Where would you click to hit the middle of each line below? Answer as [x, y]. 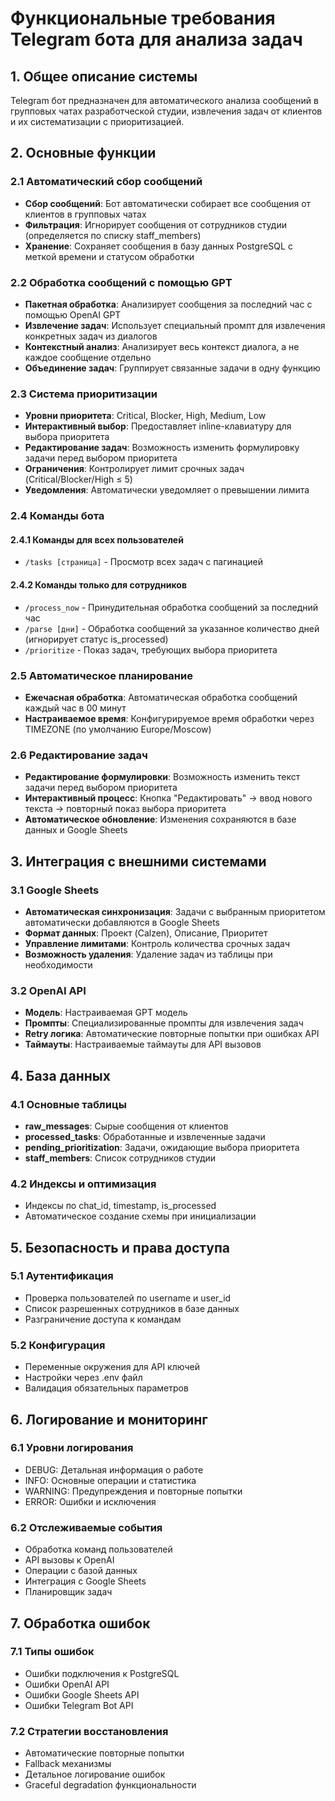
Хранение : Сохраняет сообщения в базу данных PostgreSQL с [158, 246]
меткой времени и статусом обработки [109, 256]
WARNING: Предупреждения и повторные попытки [133, 1491]
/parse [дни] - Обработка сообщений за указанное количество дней [172, 628]
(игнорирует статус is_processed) [96, 639]
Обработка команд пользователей [98, 1549]
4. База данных [60, 1075]
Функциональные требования [143, 18]
